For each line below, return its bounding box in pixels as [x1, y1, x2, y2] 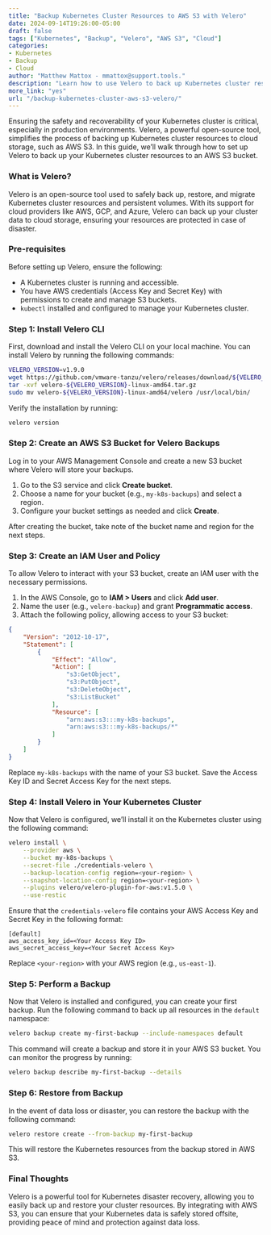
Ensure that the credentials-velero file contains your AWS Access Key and [8, 906, 259, 916]
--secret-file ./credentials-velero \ [23, 861, 153, 870]
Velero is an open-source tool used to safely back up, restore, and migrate [8, 189, 256, 198]
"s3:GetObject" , [65, 670, 121, 678]
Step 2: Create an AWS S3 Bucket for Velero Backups [8, 437, 220, 449]
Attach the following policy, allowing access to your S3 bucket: [19, 610, 228, 620]
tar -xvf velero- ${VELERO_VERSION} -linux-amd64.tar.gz [8, 381, 197, 389]
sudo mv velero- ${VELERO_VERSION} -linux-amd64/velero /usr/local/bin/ [8, 388, 251, 396]
